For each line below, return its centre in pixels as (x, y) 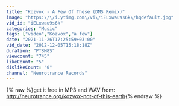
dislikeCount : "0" (29, 67)
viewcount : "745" (28, 56)
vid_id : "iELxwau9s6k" (35, 23)
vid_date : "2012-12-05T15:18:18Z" (50, 46)
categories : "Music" (32, 28)
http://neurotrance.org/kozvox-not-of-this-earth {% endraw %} (84, 96)
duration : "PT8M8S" (31, 51)
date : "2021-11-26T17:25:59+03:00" (51, 40)
